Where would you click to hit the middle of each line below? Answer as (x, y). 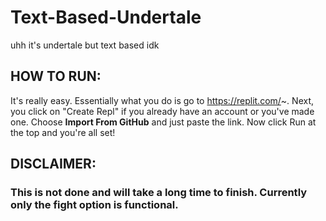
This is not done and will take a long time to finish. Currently (159, 193)
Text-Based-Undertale (106, 17)
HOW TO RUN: (56, 76)
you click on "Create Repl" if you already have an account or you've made (162, 111)
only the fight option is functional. (94, 205)
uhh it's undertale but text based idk (85, 45)
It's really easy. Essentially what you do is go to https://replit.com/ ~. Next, (162, 100)
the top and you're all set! (63, 132)
